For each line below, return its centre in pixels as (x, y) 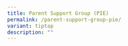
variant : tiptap (30, 26)
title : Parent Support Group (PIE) (58, 13)
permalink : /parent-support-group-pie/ (64, 20)
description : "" (30, 32)
